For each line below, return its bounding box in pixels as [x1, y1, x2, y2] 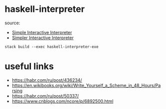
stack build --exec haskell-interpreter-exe [4, 44, 99, 49]
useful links [4, 61, 54, 72]
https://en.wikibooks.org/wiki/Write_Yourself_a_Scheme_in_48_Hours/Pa [11, 82, 161, 88]
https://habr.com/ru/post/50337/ [11, 93, 79, 99]
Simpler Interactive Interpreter [11, 35, 74, 41]
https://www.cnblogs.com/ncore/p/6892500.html [11, 98, 114, 104]
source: [4, 20, 20, 26]
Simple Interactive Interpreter [11, 29, 72, 35]
